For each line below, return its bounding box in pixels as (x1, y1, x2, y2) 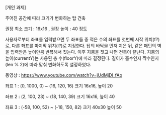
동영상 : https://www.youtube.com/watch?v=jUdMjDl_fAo (5, 72, 122, 78)
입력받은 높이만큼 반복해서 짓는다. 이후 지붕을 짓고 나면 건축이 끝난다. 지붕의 (10, 49, 159, 55)
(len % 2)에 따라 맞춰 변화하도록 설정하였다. (5, 62, 92, 67)
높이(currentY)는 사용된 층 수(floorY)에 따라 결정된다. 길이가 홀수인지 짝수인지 (5, 55, 159, 61)
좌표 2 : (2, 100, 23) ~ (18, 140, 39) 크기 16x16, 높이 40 (5, 93, 115, 99)
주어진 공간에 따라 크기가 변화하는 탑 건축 (5, 15, 86, 21)
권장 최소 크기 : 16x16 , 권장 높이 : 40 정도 (5, 26, 88, 32)
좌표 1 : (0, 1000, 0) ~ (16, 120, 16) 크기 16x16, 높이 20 (5, 83, 113, 89)
